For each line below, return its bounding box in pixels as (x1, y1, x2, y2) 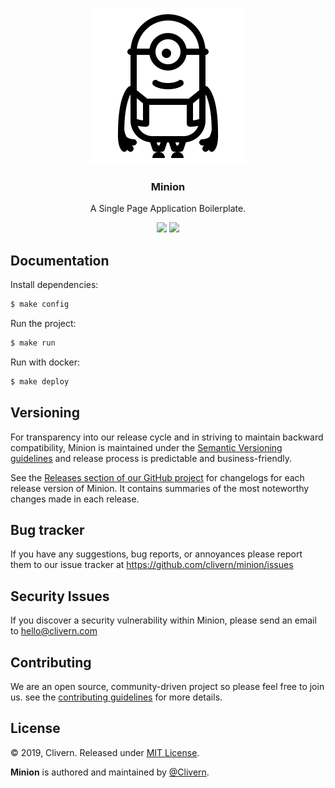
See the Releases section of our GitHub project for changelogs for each (10, 471, 305, 483)
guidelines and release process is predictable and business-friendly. (10, 452, 292, 464)
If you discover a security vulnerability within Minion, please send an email (10, 614, 317, 627)
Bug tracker (10, 521, 85, 538)
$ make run (10, 338, 56, 348)
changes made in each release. (10, 493, 140, 505)
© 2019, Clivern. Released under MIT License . (10, 746, 200, 758)
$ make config (10, 299, 70, 310)
